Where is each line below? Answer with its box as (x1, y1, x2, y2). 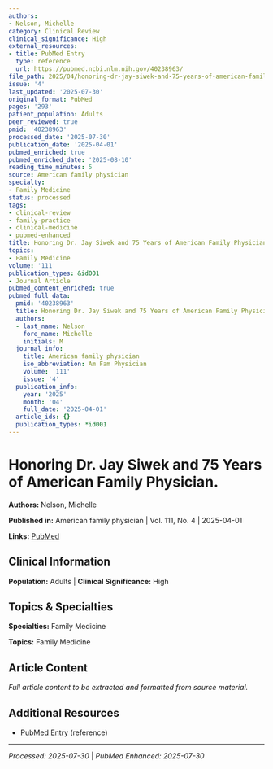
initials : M (23, 337, 63, 346)
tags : (8, 201, 27, 209)
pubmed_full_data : (8, 292, 71, 300)
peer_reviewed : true (8, 118, 79, 126)
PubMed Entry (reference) (19, 727, 108, 737)
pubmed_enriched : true (8, 148, 85, 156)
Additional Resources (8, 706, 119, 720)
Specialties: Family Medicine (8, 622, 106, 631)
